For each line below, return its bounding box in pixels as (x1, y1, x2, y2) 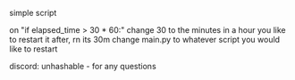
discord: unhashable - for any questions (9, 61, 156, 71)
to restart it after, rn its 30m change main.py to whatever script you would (9, 35, 280, 44)
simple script (9, 8, 57, 18)
